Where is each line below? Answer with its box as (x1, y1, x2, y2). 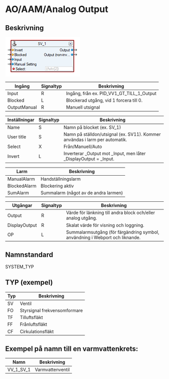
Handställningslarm (40, 176, 81, 182)
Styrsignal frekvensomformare (20, 307, 83, 313)
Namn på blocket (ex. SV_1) (63, 124, 121, 130)
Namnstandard (5, 250, 53, 259)
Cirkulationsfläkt (20, 328, 54, 334)
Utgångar (12, 202, 33, 208)
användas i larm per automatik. (63, 136, 127, 142)
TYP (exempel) (5, 278, 53, 287)
